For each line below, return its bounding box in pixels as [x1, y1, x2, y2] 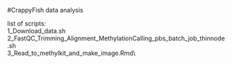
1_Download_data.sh [7, 27, 66, 35]
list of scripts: [7, 19, 47, 27]
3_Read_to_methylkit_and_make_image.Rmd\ [7, 49, 135, 57]
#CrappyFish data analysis [7, 6, 83, 14]
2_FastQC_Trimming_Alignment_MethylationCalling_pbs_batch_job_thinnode [7, 34, 226, 42]
